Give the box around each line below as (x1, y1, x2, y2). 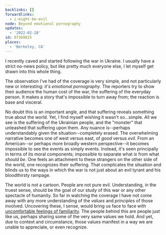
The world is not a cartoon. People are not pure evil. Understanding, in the (5, 182, 157, 188)
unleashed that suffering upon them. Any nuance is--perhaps (5, 125, 130, 131)
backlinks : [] (5, 7, 35, 12)
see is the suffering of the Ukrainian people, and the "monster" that (5, 119, 143, 125)
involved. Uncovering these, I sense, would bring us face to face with (5, 203, 146, 209)
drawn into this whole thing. (5, 68, 62, 75)
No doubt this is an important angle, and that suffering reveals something (5, 109, 155, 115)
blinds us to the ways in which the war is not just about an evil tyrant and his (5, 167, 161, 173)
